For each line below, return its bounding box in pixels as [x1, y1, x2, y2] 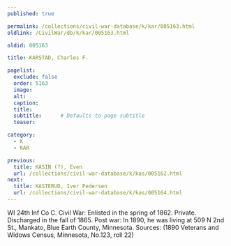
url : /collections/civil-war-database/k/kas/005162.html [13, 170, 183, 177]
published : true [7, 10, 54, 17]
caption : [13, 99, 39, 107]
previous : [7, 157, 36, 164]
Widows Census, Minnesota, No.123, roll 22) [7, 231, 135, 239]
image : [13, 86, 33, 93]
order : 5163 [13, 80, 49, 87]
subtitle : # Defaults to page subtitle [13, 112, 145, 119]
